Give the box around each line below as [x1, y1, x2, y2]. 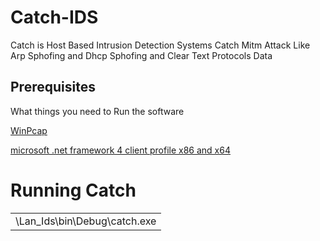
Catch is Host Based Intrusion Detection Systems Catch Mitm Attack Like [10, 39, 311, 51]
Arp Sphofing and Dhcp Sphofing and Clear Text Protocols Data [10, 49, 273, 61]
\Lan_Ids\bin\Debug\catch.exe [15, 214, 157, 228]
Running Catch [10, 179, 137, 201]
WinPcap [10, 124, 48, 136]
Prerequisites [10, 79, 96, 96]
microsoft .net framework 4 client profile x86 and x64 [10, 144, 231, 156]
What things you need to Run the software [10, 105, 185, 117]
